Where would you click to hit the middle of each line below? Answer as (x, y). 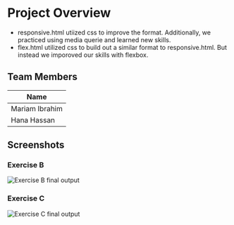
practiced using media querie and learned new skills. (94, 39)
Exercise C (26, 198)
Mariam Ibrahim (37, 108)
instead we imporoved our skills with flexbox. (83, 55)
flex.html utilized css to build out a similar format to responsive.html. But (122, 47)
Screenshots (36, 145)
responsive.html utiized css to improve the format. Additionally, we (114, 32)
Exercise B (26, 165)
